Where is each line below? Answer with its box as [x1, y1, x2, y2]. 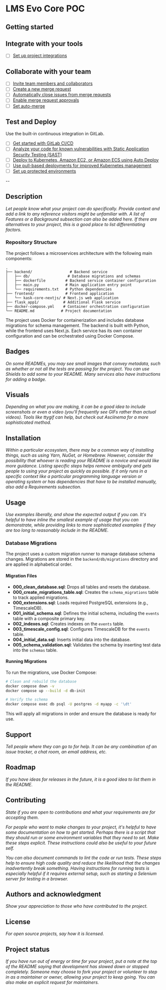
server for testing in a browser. [5, 875, 69, 881]
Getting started [5, 23, 54, 31]
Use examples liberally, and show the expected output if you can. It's [5, 512, 147, 518]
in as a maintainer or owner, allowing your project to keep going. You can [5, 974, 155, 980]
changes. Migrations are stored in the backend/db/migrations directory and [5, 556, 158, 562]
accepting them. [5, 814, 39, 820]
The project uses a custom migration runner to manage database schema [5, 551, 155, 557]
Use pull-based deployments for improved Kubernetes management [12, 162, 152, 169]
